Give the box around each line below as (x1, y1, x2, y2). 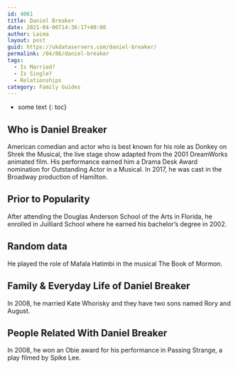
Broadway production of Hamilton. (7, 172, 108, 182)
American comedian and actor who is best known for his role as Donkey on (7, 142, 227, 151)
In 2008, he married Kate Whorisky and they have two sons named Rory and (7, 298, 231, 307)
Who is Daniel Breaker (7, 123, 108, 135)
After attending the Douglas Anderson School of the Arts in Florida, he (7, 212, 213, 221)
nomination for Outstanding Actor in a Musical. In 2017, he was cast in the (7, 165, 222, 174)
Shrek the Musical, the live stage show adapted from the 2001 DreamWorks (7, 150, 228, 159)
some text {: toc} (17, 103, 67, 111)
